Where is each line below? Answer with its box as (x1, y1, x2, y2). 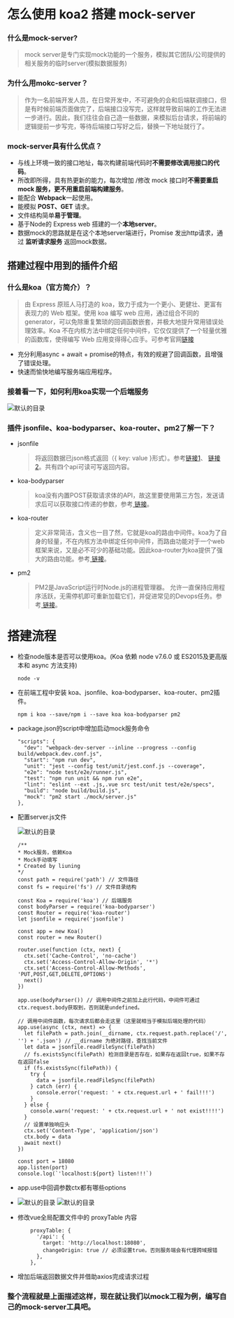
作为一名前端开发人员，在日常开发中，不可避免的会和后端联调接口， (24, 95, 221, 104)
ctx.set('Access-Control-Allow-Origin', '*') (24, 958, 159, 966)
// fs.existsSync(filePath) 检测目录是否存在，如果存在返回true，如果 (24, 1051, 215, 1059)
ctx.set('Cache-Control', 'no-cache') (24, 953, 137, 960)
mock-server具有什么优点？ (7, 141, 103, 151)
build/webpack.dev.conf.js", (17, 751, 103, 758)
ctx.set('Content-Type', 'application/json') (24, 1127, 159, 1134)
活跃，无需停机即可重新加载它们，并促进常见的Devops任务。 (41, 592, 217, 600)
